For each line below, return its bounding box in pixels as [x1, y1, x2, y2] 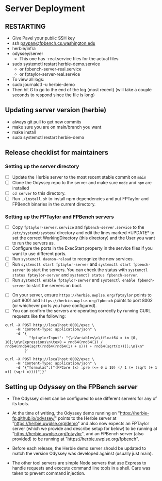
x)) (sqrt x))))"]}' [5, 370, 47, 375]
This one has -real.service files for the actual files [19, 56, 119, 61]
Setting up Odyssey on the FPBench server [5, 382, 138, 391]
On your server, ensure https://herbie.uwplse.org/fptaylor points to [12, 292, 152, 298]
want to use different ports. [12, 251, 67, 257]
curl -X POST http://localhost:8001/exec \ [5, 323, 95, 328]
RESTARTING [5, 22, 46, 31]
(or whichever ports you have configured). [12, 303, 97, 309]
